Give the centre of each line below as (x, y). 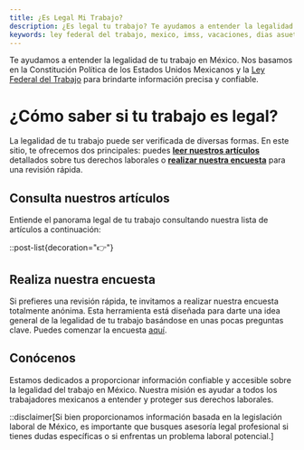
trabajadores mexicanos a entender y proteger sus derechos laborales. (142, 399)
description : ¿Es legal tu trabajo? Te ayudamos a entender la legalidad (152, 26)
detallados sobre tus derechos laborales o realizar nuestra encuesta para (147, 160)
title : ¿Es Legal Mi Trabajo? (66, 18)
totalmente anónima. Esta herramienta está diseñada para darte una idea (145, 310)
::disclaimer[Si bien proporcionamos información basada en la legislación (146, 417)
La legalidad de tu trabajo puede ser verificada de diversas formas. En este (149, 141)
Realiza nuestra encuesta (82, 280)
